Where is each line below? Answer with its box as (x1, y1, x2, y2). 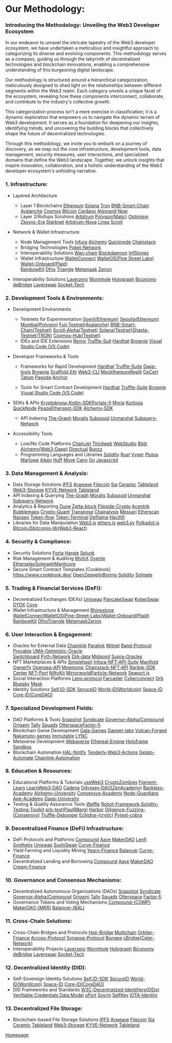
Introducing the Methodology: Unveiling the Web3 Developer (5, 22, 160, 29)
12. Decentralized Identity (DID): (5, 964, 87, 971)
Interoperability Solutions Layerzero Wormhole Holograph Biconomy (12, 276, 157, 282)
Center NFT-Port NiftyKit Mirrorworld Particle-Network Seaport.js (12, 670, 150, 676)
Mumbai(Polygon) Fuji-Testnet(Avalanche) (20, 322, 110, 328)
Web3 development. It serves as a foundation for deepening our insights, (5, 119, 160, 126)
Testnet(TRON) (20, 332, 53, 339)
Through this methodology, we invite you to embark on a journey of (5, 140, 147, 147)
